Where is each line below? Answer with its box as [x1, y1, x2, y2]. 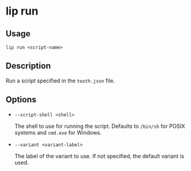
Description [5, 61, 51, 71]
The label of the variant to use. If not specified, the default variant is [14, 152, 184, 159]
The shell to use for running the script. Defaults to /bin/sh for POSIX [14, 122, 186, 130]
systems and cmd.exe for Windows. [14, 129, 102, 136]
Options [5, 95, 37, 105]
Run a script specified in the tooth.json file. [5, 77, 115, 84]
